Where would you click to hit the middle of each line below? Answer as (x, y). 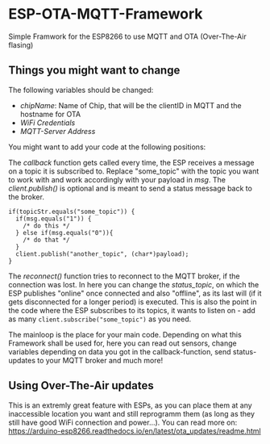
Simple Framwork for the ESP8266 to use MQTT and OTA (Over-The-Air (128, 36)
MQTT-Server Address (58, 131)
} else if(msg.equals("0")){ (64, 232)
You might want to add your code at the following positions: (107, 147)
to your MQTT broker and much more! (100, 360)
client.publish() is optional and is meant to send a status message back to (130, 188)
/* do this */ (46, 226)
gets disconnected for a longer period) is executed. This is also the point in (133, 302)
